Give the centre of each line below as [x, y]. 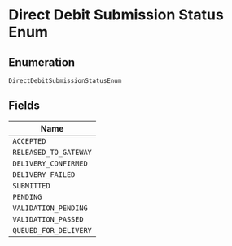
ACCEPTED [29, 141]
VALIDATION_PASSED [48, 219]
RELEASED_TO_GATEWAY [52, 152]
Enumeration [42, 62]
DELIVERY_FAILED [44, 175]
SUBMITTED [31, 186]
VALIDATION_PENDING [50, 208]
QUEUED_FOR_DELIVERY [52, 230]
